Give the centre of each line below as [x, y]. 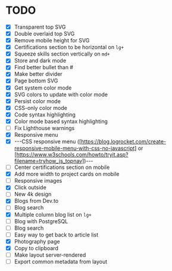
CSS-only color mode [41, 107]
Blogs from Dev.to [36, 201]
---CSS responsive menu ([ [48, 141]
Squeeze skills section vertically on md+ [62, 54]
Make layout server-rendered [50, 255]
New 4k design [33, 194]
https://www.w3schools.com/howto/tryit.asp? [72, 155]
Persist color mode [37, 101]
